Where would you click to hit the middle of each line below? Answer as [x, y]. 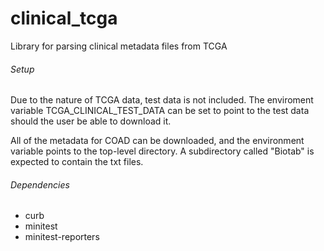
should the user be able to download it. [91, 121]
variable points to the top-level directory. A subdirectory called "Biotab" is [162, 151]
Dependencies [40, 184]
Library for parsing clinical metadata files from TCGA [119, 46]
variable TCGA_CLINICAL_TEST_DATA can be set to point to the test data [160, 111]
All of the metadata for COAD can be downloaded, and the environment [157, 141]
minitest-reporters [62, 237]
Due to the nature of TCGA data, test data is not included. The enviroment [162, 100]
